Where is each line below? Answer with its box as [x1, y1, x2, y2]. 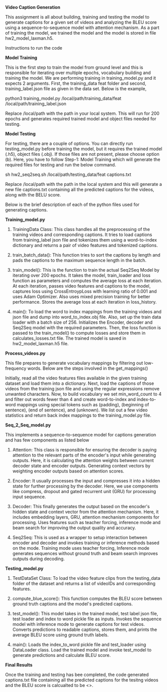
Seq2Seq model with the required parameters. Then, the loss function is [12, 325, 161, 330]
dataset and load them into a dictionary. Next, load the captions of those [5, 380, 154, 386]
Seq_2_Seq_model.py [5, 422, 51, 428]
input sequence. [12, 494, 46, 500]
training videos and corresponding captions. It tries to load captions [12, 232, 152, 238]
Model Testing [5, 131, 36, 137]
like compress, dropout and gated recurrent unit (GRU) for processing [12, 489, 156, 494]
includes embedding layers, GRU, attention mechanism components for [12, 514, 159, 520]
